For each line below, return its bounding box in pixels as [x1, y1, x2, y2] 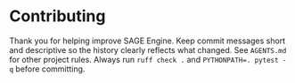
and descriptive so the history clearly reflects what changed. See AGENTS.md [9, 44, 287, 55]
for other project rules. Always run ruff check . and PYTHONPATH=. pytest [9, 54, 279, 64]
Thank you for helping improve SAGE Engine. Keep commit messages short [9, 35, 286, 46]
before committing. [15, 64, 86, 74]
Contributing [9, 6, 106, 26]
